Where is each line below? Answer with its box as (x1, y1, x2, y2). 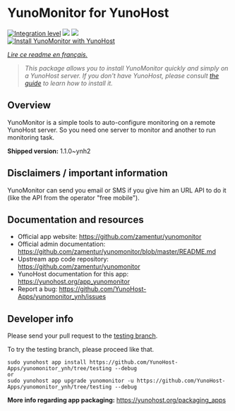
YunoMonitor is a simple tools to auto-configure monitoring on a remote (7, 118, 216, 126)
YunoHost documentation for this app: (17, 270, 129, 278)
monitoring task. (7, 133, 55, 142)
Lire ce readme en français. (7, 50, 88, 59)
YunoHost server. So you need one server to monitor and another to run (7, 125, 217, 134)
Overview (7, 99, 52, 111)
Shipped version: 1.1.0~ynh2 (7, 147, 91, 155)
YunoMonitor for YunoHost (7, 5, 169, 21)
